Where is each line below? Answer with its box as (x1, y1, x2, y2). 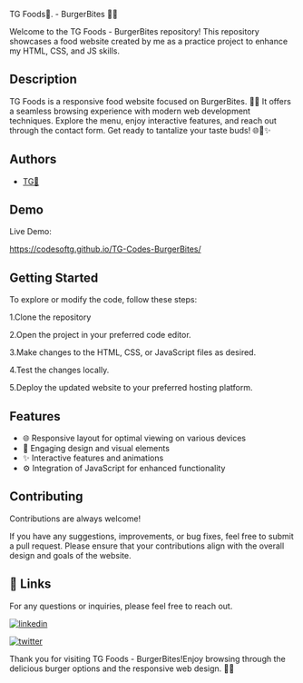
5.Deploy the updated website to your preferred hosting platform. (9, 382, 253, 393)
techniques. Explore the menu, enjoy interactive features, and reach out (9, 114, 277, 126)
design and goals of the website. (9, 549, 132, 560)
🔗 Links (9, 577, 52, 592)
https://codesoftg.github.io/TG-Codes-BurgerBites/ (9, 243, 201, 254)
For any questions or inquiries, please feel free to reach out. (9, 600, 233, 611)
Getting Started (9, 270, 99, 285)
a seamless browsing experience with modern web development (9, 105, 251, 116)
